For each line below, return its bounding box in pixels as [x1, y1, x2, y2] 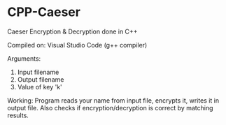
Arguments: [7, 54, 41, 63]
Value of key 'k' [17, 82, 63, 91]
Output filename [17, 75, 64, 84]
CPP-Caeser [7, 4, 80, 20]
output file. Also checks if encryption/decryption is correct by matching [7, 103, 213, 112]
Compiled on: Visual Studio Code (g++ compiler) [7, 41, 148, 49]
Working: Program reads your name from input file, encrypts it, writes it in [7, 96, 220, 105]
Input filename [17, 68, 59, 76]
